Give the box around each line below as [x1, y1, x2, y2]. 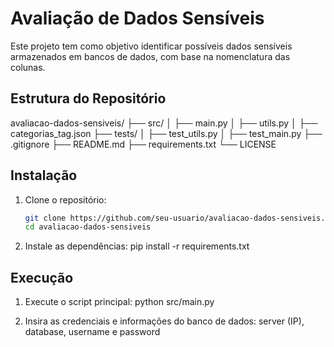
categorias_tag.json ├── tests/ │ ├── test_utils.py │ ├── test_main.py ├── [10, 127, 323, 139]
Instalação [10, 167, 78, 184]
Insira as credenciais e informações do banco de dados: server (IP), [24, 315, 305, 327]
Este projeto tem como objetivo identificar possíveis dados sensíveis [10, 40, 293, 52]
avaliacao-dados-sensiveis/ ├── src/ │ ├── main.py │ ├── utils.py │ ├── [10, 117, 318, 129]
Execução [10, 269, 74, 286]
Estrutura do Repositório [10, 90, 167, 107]
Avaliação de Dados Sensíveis [10, 7, 265, 30]
